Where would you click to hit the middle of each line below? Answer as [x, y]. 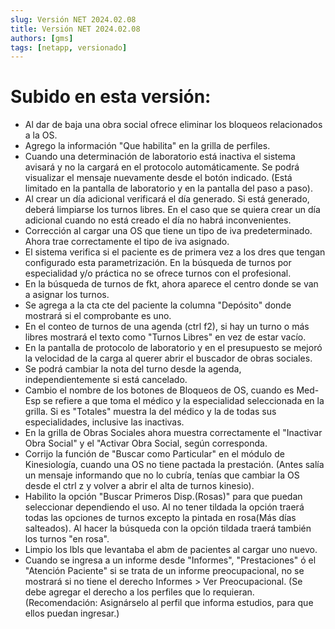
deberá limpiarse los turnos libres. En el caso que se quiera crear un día [172, 210]
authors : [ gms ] [42, 38]
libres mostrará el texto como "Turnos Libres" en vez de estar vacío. [165, 337]
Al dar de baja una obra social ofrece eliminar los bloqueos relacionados [173, 125]
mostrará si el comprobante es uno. [98, 316]
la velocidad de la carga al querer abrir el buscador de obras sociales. [168, 358]
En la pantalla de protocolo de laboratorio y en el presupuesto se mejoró [173, 348]
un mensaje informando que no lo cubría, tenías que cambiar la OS [162, 475]
